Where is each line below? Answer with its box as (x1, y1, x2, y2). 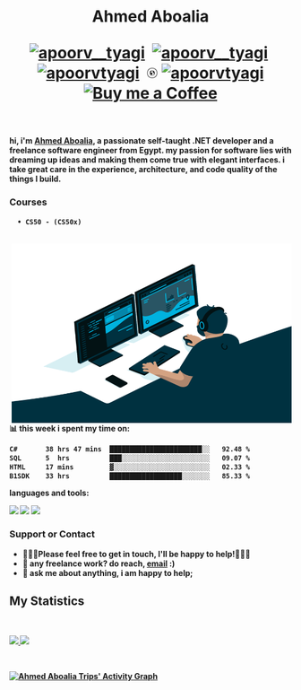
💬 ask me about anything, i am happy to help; (21, 567, 193, 578)
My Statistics (9, 594, 85, 609)
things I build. (9, 173, 62, 185)
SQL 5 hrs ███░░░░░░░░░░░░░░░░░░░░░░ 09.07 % (9, 453, 251, 463)
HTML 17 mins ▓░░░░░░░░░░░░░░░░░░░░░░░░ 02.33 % (9, 462, 251, 472)
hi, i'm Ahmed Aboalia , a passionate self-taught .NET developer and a (9, 135, 275, 146)
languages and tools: (9, 487, 90, 498)
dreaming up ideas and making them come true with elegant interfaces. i (9, 154, 285, 165)
